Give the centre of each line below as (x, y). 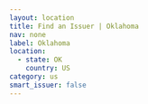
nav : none (28, 34)
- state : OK (40, 60)
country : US (48, 69)
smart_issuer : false (48, 85)
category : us (34, 77)
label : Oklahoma (40, 43)
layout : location (42, 18)
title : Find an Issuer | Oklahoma (74, 26)
